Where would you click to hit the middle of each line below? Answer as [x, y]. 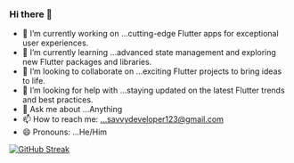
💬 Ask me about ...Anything [72, 110]
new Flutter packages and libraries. [87, 62]
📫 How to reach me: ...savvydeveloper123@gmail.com [123, 119]
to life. [34, 81]
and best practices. [57, 100]
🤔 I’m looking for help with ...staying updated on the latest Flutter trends [153, 90]
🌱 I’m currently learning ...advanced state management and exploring [149, 53]
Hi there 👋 [31, 14]
